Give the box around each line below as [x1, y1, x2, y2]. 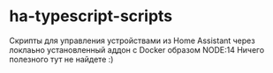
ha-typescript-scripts [9, 6, 173, 26]
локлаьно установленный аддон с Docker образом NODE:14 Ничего [9, 44, 265, 55]
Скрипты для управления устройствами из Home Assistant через [9, 35, 255, 46]
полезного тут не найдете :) [9, 54, 114, 64]
